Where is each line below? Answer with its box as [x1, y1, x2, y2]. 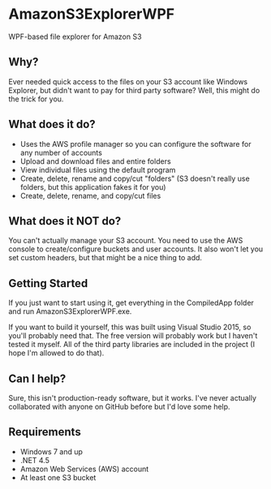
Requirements [8, 425, 81, 439]
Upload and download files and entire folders [19, 156, 172, 166]
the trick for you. [8, 94, 64, 104]
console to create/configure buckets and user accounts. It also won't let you [8, 244, 264, 254]
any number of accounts [19, 148, 103, 157]
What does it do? [8, 118, 96, 131]
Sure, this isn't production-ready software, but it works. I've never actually [8, 393, 257, 402]
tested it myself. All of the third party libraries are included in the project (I [8, 340, 256, 350]
